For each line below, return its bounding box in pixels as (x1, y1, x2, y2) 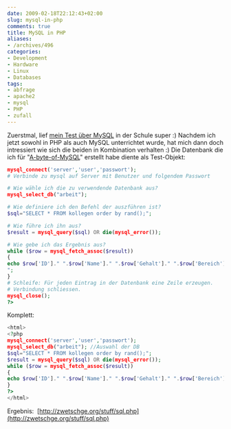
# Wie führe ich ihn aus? (7, 222, 81, 229)
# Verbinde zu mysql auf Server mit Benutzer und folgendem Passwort (7, 172, 211, 179)
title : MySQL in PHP (7, 29, 67, 36)
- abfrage (7, 86, 36, 93)
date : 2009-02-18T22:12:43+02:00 (7, 10, 103, 17)
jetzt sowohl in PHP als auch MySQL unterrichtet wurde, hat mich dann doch (7, 138, 224, 146)
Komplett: (7, 311, 34, 319)
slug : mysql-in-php (7, 16, 63, 23)
